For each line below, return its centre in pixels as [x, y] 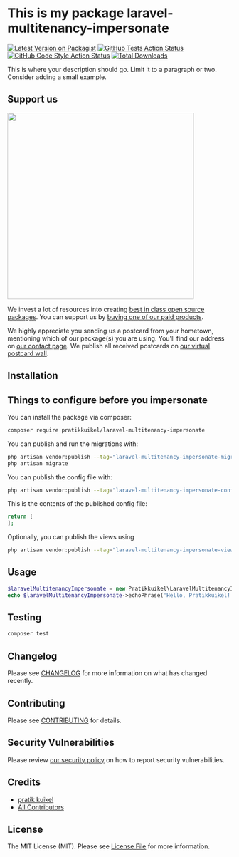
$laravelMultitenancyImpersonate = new [67, 588]
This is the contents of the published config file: [77, 504]
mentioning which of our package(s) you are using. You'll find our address [116, 338]
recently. [20, 681]
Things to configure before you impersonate [107, 400]
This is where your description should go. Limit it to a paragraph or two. [112, 69]
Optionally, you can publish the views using [71, 537]
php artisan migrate [38, 463]
